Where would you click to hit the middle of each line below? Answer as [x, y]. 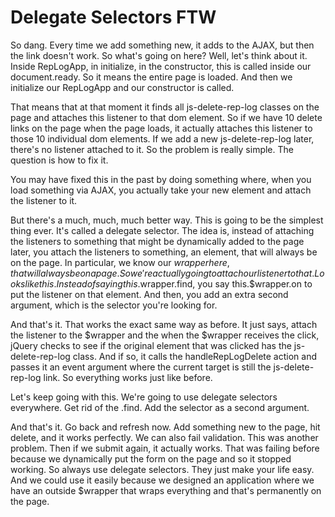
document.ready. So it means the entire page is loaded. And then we [151, 77]
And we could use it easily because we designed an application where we [162, 480]
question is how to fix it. [59, 160]
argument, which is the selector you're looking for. [114, 305]
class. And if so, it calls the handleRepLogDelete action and [194, 356]
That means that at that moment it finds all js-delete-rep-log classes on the [165, 107]
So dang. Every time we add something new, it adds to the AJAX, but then [162, 45]
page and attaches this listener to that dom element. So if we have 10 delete [166, 117]
